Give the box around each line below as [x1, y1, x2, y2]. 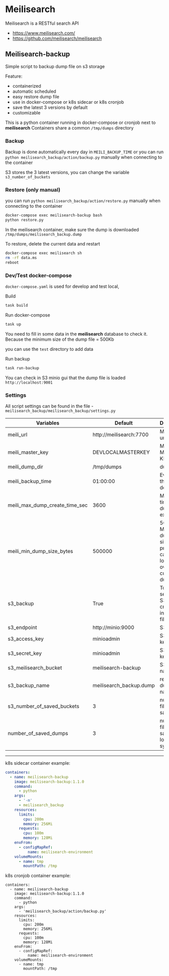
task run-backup [5, 365, 39, 371]
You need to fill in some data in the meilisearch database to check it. [5, 331, 148, 337]
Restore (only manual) [5, 186, 61, 193]
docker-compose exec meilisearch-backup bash [5, 213, 102, 218]
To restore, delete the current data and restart [5, 241, 101, 247]
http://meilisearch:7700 [92, 431, 149, 438]
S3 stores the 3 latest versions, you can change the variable [5, 169, 130, 175]
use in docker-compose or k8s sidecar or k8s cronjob [12, 99, 124, 105]
